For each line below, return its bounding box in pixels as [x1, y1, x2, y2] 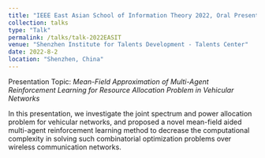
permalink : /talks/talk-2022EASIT [8, 33, 122, 42]
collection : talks [8, 19, 69, 27]
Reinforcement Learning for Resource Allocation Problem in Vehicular [8, 85, 234, 94]
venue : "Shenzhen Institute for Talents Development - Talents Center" [8, 41, 248, 49]
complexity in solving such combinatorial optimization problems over [8, 134, 232, 143]
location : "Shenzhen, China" [8, 56, 104, 64]
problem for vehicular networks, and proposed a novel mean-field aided [8, 117, 242, 127]
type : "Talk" [8, 26, 51, 34]
